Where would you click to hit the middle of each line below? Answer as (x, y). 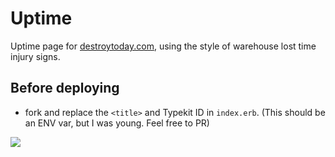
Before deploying (65, 88)
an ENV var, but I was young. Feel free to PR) (117, 123)
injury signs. (35, 56)
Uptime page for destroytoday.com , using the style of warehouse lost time (163, 46)
